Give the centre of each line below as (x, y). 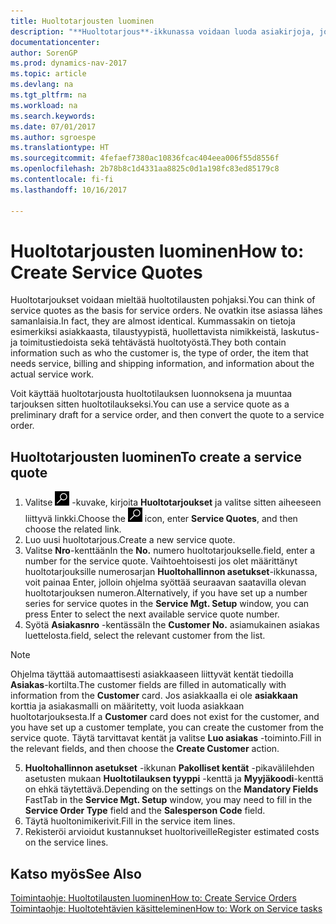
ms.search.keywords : (53, 116)
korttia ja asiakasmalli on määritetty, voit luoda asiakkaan (127, 706)
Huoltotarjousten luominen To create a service (156, 456)
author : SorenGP (44, 53)
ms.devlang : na (42, 85)
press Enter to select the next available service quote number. (152, 614)
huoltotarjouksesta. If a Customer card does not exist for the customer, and (165, 717)
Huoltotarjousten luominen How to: (157, 251)
